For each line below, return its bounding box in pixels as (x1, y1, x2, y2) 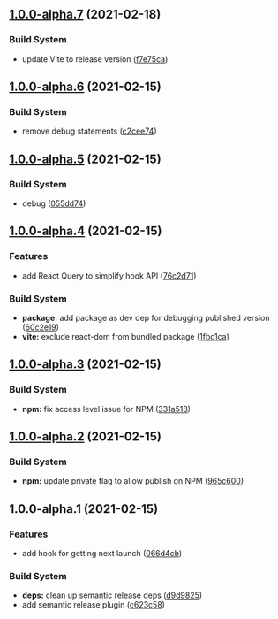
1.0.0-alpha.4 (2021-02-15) (9, 224, 162, 239)
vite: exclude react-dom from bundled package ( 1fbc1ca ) (21, 332, 229, 342)
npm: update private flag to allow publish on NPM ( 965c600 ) (21, 476, 244, 486)
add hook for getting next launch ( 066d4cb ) (21, 548, 183, 559)
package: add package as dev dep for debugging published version (21, 313, 270, 324)
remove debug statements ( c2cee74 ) (21, 126, 157, 136)
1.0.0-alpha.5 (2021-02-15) (9, 151, 162, 166)
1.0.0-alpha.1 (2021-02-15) (9, 501, 159, 516)
